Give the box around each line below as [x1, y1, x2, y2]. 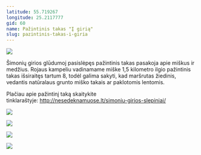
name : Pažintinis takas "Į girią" [6, 25, 94, 32]
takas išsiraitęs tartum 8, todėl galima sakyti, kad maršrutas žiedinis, [6, 72, 177, 79]
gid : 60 [6, 20, 26, 26]
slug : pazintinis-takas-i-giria [6, 31, 88, 38]
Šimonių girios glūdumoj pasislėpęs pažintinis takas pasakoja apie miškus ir [6, 59, 195, 67]
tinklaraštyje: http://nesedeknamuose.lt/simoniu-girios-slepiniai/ [6, 97, 166, 104]
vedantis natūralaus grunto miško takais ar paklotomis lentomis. [6, 79, 165, 86]
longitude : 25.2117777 [6, 15, 64, 21]
